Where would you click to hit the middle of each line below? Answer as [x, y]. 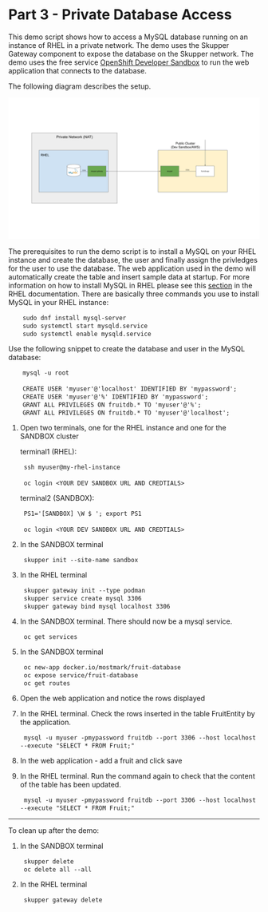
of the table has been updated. [70, 785]
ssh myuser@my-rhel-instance [72, 468]
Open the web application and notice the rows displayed [112, 698]
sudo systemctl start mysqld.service [85, 326]
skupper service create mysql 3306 [83, 599]
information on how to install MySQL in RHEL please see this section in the [130, 286]
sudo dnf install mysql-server [75, 318]
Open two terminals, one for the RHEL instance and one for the [123, 428]
